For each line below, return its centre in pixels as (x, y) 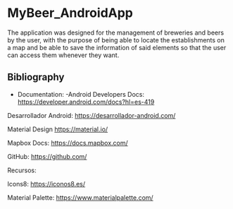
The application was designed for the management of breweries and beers (115, 32)
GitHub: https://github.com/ (47, 156)
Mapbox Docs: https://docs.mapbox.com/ (68, 143)
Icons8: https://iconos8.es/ (46, 184)
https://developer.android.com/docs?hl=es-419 (86, 102)
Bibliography (36, 77)
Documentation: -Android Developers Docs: (81, 94)
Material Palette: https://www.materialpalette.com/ (80, 197)
